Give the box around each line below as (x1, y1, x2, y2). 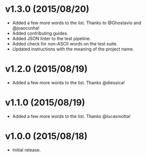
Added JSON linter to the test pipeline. (12, 36, 91, 41)
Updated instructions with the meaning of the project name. (12, 46, 135, 52)
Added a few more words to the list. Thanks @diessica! (12, 79, 125, 85)
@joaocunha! (12, 25, 40, 31)
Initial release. (12, 147, 41, 153)
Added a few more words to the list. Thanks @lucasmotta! (12, 113, 131, 119)
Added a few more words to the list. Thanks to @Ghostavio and (12, 20, 142, 26)
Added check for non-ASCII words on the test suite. (12, 40, 118, 46)
